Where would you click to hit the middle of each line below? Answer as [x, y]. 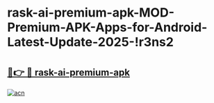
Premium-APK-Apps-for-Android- [107, 27]
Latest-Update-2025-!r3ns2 [90, 42]
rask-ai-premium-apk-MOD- [91, 13]
